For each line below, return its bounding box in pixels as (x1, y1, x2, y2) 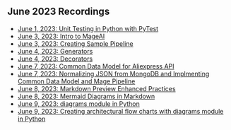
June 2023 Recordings (7, 6, 110, 18)
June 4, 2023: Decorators (17, 54, 93, 63)
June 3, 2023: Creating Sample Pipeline (17, 39, 134, 48)
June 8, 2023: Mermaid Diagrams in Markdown (17, 92, 155, 100)
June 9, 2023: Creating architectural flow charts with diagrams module (17, 107, 224, 115)
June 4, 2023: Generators (17, 47, 93, 55)
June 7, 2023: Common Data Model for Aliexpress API (17, 61, 174, 70)
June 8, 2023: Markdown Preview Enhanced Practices (17, 84, 176, 93)
